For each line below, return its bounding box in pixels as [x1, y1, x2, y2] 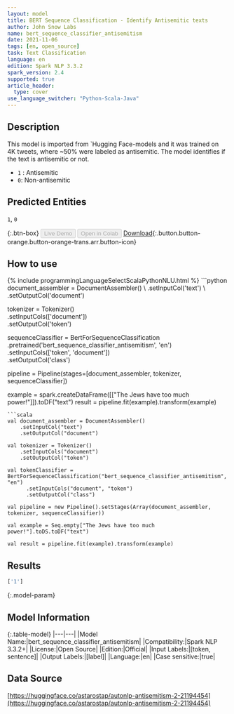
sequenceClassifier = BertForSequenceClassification [7, 333, 160, 342]
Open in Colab [80, 230, 118, 237]
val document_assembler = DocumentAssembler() [7, 418, 146, 425]
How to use [7, 258, 57, 270]
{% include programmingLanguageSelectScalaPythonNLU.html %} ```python [7, 277, 228, 285]
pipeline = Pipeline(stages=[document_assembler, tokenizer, [7, 369, 182, 378]
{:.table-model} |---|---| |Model [7, 630, 98, 638]
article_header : [7, 82, 55, 89]
